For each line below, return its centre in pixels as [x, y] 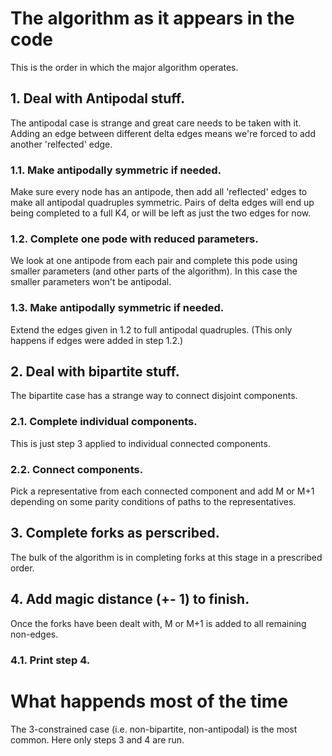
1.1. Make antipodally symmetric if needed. [116, 170]
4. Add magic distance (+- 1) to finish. [130, 599]
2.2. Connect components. [77, 469]
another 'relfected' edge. [61, 144]
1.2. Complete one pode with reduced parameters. [134, 239]
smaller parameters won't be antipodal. [91, 282]
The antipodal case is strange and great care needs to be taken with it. [156, 123]
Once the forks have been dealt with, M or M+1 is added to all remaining [158, 623]
